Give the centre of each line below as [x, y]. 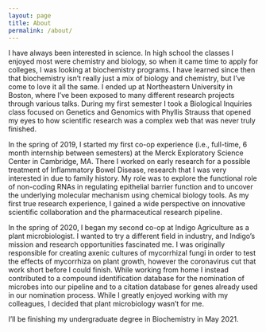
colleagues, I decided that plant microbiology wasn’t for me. [106, 304]
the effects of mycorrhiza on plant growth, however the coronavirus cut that [132, 262]
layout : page [30, 16]
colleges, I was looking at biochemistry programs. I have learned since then [132, 70]
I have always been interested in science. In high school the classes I [121, 53]
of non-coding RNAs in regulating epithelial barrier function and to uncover [131, 187]
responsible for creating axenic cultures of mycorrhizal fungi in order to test [132, 253]
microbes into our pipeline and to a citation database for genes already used [133, 287]
